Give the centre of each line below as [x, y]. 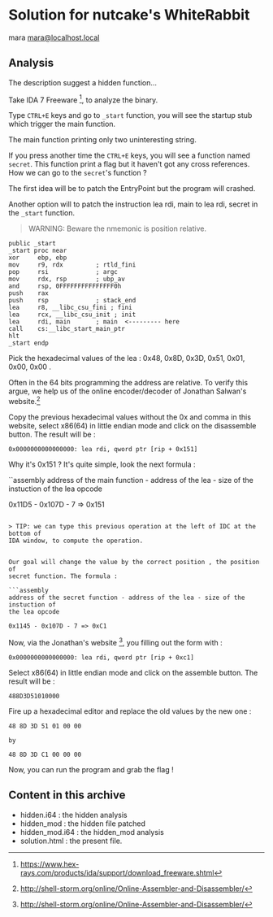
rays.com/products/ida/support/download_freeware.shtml [117, 872]
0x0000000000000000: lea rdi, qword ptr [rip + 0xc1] [102, 657]
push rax [28, 293]
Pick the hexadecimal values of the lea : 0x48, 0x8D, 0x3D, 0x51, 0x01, [127, 359]
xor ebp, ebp [38, 258]
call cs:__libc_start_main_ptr [67, 329]
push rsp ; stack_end [72, 301]
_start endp [28, 343]
